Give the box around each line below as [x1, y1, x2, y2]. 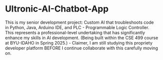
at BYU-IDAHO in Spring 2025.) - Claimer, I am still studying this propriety [5, 40, 153, 45]
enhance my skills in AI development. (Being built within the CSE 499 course [5, 35, 158, 41]
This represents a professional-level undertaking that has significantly [5, 30, 145, 35]
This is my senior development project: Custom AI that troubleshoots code [5, 19, 154, 25]
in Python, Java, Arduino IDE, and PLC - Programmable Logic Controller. [5, 24, 149, 30]
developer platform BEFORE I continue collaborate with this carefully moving [5, 45, 158, 51]
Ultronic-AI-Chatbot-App [5, 3, 109, 15]
